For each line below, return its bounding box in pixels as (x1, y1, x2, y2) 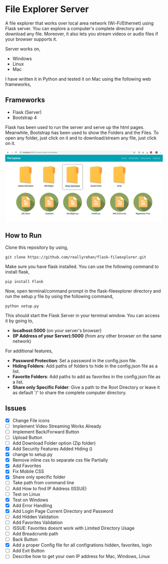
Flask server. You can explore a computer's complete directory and (5, 25, 143, 31)
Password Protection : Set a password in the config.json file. (12, 357, 137, 363)
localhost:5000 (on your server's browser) (12, 327, 102, 333)
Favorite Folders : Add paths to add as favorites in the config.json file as (12, 373, 161, 379)
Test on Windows (12, 497, 48, 503)
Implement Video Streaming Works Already (12, 423, 101, 429)
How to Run (5, 231, 42, 239)
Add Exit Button (12, 548, 45, 554)
